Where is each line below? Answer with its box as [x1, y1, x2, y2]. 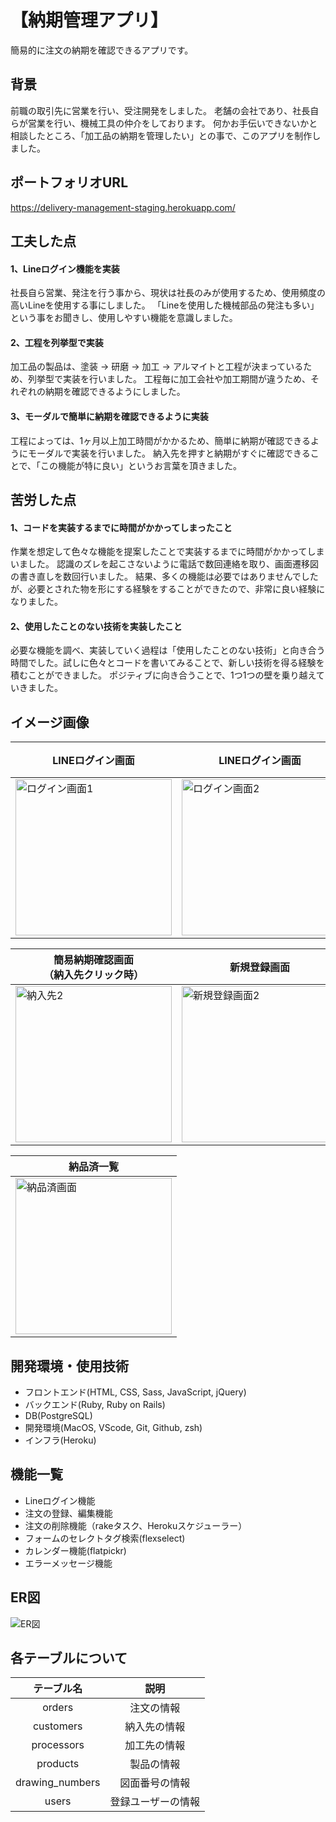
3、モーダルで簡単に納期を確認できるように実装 [10, 410, 209, 422]
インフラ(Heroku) [24, 1434, 97, 1446]
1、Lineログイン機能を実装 [10, 262, 120, 275]
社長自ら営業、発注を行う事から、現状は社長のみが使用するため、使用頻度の [10, 287, 326, 299]
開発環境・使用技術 [10, 1357, 129, 1375]
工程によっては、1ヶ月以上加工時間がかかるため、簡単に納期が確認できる [10, 434, 312, 446]
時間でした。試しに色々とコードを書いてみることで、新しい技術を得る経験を [10, 657, 325, 669]
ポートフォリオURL [10, 174, 129, 191]
